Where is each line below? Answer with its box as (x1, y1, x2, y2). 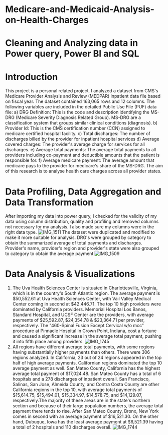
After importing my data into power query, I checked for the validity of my (5, 213, 157, 219)
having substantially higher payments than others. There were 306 (12, 349, 150, 355)
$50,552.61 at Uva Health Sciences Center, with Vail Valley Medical (12, 296, 151, 302)
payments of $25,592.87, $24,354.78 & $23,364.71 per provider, (12, 317, 145, 323)
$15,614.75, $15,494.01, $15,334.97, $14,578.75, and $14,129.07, (12, 392, 142, 398)
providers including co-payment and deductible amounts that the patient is (5, 152, 160, 158)
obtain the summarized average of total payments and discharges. (5, 240, 142, 246)
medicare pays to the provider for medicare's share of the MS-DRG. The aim (5, 163, 163, 169)
